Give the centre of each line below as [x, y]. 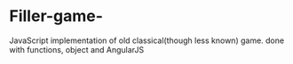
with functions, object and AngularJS [77, 49]
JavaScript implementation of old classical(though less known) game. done [147, 40]
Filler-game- [56, 16]
